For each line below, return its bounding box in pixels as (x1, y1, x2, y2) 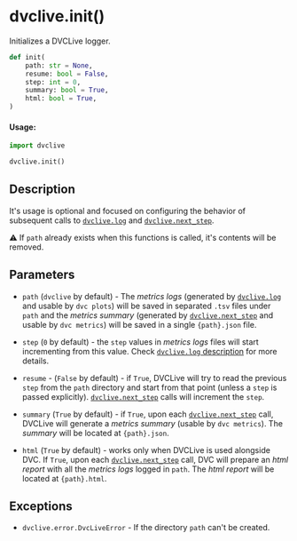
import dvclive (9, 141, 66, 150)
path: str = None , (25, 60, 93, 70)
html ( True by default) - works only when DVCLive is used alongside (21, 444, 270, 455)
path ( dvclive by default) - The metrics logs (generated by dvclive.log (21, 290, 282, 301)
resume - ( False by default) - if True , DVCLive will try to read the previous (21, 372, 287, 383)
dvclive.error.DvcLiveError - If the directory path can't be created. (21, 522, 270, 533)
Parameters (9, 267, 75, 282)
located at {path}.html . (21, 473, 107, 483)
